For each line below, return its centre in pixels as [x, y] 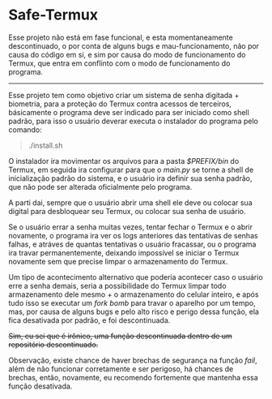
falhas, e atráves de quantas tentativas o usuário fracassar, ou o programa [132, 244]
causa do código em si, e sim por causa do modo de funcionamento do [127, 54]
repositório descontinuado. [53, 344]
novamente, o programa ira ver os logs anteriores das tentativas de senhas [133, 235]
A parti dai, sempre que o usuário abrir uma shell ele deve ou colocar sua [130, 202]
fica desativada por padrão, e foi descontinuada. [89, 320]
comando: [25, 129]
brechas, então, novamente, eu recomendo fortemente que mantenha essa [134, 377]
